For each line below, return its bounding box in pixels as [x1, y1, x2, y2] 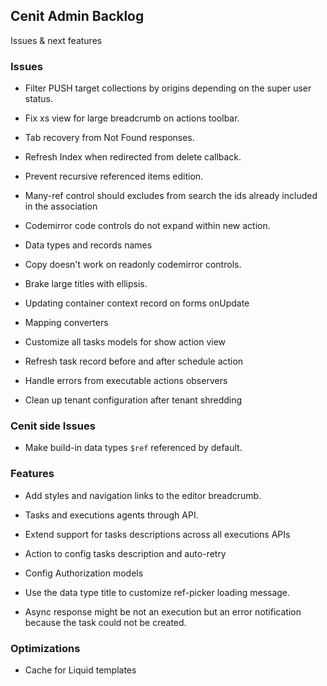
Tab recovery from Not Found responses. [24, 132, 195, 144]
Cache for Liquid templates [24, 664, 137, 676]
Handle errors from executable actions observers [24, 375, 228, 387]
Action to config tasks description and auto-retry [24, 547, 227, 559]
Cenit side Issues [10, 419, 96, 433]
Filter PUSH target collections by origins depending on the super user [24, 82, 312, 94]
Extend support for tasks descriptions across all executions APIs [24, 528, 291, 540]
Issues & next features [10, 34, 103, 46]
